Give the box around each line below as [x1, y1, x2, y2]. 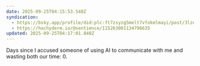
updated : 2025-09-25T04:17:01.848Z [6, 31, 95, 37]
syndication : [6, 14, 39, 20]
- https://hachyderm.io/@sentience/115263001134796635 [11, 25, 151, 31]
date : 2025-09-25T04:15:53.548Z [6, 8, 86, 15]
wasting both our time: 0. [6, 53, 67, 60]
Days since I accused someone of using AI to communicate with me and [6, 47, 183, 54]
